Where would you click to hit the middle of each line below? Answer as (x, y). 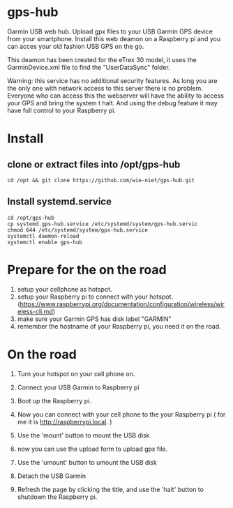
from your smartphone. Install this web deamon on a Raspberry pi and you (114, 38)
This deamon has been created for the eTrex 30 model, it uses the (102, 59)
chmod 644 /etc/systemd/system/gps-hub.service (78, 230)
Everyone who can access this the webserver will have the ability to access (116, 96)
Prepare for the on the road (87, 270)
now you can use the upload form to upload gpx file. (92, 449)
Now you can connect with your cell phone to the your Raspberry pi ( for (121, 414)
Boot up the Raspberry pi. (54, 401)
